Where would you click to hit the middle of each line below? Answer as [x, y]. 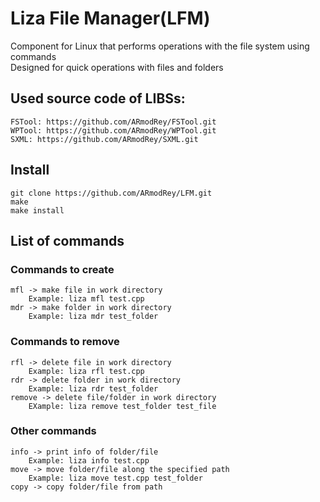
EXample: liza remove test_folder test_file [122, 406]
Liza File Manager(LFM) [110, 18]
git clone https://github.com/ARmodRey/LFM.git [111, 193]
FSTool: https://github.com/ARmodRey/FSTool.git [113, 122]
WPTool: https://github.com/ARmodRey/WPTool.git [113, 130]
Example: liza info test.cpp [89, 460]
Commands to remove [65, 342]
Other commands [53, 431]
